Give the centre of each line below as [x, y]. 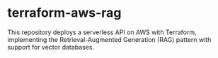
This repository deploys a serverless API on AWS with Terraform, [102, 32]
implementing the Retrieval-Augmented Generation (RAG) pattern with [109, 39]
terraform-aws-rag [64, 13]
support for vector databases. [51, 47]
